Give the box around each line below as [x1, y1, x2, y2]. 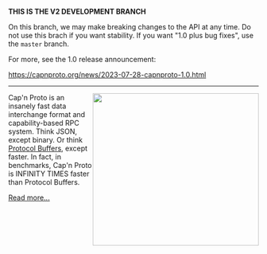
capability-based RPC [8, 119, 79, 127]
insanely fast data [8, 101, 67, 111]
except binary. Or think [8, 135, 83, 144]
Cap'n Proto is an [8, 93, 65, 102]
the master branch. [8, 39, 70, 49]
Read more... [8, 193, 50, 202]
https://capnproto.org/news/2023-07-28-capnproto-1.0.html [8, 70, 207, 79]
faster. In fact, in [8, 152, 62, 162]
